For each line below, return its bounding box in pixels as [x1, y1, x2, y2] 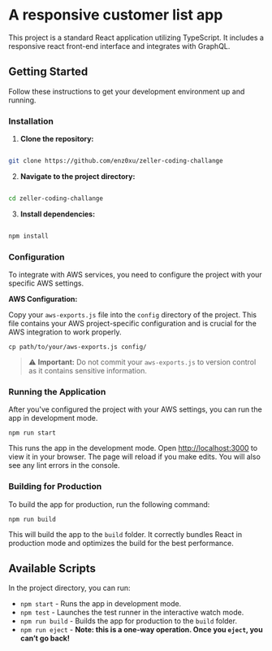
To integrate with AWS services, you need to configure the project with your [8, 269, 262, 279]
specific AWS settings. [8, 278, 84, 288]
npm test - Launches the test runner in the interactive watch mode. [19, 608, 244, 618]
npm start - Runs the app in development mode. [19, 599, 182, 609]
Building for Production [8, 481, 102, 492]
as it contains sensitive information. [28, 365, 148, 375]
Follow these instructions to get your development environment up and [8, 86, 245, 96]
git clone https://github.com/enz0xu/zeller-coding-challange [8, 157, 223, 165]
